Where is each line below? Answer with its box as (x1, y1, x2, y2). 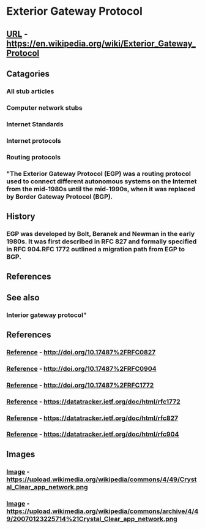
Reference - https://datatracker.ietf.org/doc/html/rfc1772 (6, 397, 181, 406)
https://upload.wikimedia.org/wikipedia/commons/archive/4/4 (6, 507, 199, 516)
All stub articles (6, 87, 54, 96)
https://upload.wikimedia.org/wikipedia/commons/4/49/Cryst (6, 475, 197, 484)
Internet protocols (6, 136, 61, 145)
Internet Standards (6, 120, 64, 128)
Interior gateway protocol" (6, 311, 87, 319)
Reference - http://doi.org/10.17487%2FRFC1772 (6, 381, 154, 389)
